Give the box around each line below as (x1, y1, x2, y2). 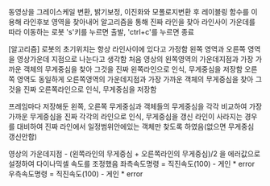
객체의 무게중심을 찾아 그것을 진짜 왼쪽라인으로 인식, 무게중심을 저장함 (23, 64, 243, 74)
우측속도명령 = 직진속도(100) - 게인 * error (8, 169, 143, 179)
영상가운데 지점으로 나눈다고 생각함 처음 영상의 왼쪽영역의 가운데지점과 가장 (16, 55, 254, 64)
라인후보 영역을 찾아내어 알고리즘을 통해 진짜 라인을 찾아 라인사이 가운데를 (23, 17, 256, 27)
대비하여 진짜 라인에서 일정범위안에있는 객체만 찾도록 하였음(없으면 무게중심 (16, 122, 255, 131)
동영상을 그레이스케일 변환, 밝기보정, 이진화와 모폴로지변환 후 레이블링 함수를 (8, 7, 250, 16)
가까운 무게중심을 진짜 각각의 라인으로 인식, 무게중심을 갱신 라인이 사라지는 (8, 112, 243, 121)
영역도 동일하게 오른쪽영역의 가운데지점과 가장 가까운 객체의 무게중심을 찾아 (16, 75, 254, 84)
